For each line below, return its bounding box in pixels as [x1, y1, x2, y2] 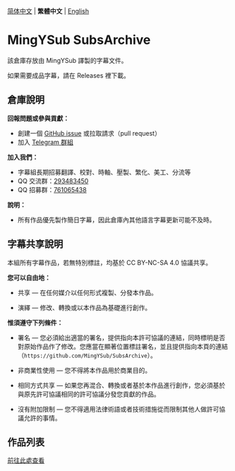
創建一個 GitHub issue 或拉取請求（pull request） [17, 129, 161, 137]
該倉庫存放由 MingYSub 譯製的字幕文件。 [7, 56, 128, 64]
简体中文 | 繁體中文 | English [7, 7, 90, 15]
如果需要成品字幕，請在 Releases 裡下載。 [7, 71, 131, 80]
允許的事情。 [23, 413, 61, 422]
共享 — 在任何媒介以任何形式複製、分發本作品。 [17, 288, 157, 297]
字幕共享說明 [7, 238, 64, 250]
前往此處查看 [7, 456, 44, 465]
